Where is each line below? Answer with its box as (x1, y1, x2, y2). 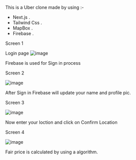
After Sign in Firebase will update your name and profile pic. (5, 90, 131, 96)
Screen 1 (5, 40, 24, 46)
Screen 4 (5, 129, 24, 135)
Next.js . (12, 14, 31, 20)
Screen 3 (5, 99, 24, 105)
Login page (5, 50, 29, 56)
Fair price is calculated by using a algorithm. (5, 149, 98, 155)
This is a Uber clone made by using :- (5, 5, 84, 10)
